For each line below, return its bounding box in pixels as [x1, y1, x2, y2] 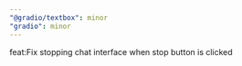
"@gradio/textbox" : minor [9, 13, 108, 23]
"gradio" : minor [9, 22, 71, 31]
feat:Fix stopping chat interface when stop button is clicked [9, 46, 233, 57]
